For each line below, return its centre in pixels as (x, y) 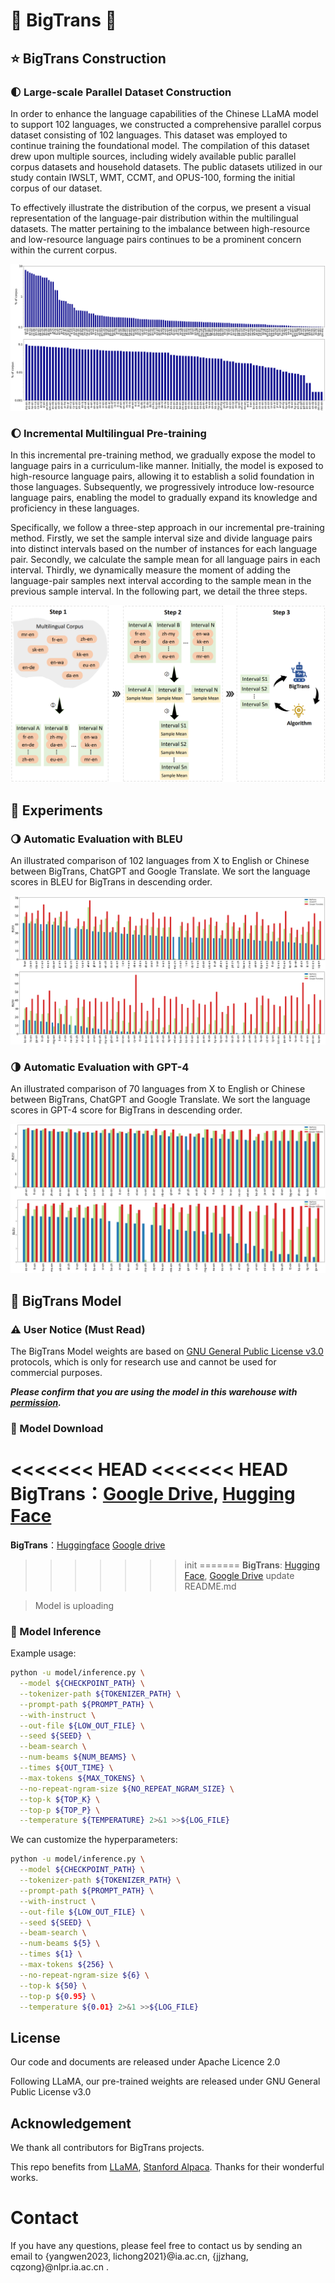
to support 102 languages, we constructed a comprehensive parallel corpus (166, 124)
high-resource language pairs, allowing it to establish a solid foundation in (162, 476)
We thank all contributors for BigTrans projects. (107, 2148)
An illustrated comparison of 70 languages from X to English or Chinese (158, 1089)
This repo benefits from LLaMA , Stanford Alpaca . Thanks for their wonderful (167, 2167)
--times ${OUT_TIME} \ (66, 1768)
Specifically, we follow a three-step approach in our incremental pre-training (167, 528)
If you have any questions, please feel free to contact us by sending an (156, 2246)
